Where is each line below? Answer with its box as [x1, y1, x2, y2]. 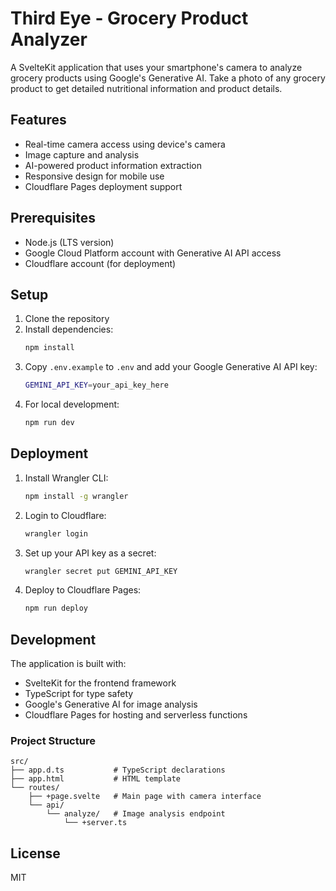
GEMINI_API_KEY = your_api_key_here [24, 380, 169, 391]
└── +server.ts [63, 818, 128, 828]
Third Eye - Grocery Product [10, 7, 249, 30]
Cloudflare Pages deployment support [24, 180, 183, 192]
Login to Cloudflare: [24, 509, 107, 521]
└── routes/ [10, 783, 60, 793]
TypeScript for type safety [24, 688, 134, 700]
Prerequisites [10, 210, 96, 227]
